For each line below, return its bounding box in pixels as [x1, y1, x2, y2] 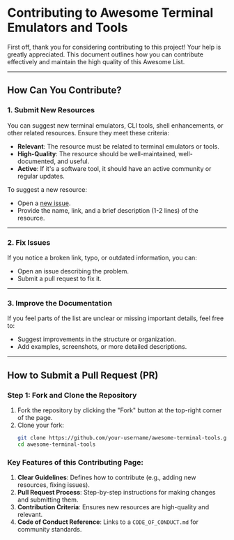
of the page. [17, 413, 53, 421]
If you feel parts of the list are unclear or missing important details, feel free [7, 314, 224, 322]
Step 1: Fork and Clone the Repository [7, 390, 137, 400]
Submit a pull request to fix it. [17, 274, 102, 283]
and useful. [56, 157, 90, 165]
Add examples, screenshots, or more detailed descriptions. [17, 343, 187, 351]
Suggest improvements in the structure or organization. [17, 335, 176, 343]
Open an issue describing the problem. [17, 267, 130, 275]
